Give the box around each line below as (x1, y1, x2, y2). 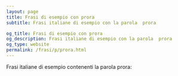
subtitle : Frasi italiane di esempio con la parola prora (6, 20, 156, 26)
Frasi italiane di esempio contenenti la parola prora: (6, 63, 133, 70)
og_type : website (6, 42, 50, 47)
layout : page (6, 8, 39, 15)
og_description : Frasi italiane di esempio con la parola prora (6, 36, 172, 42)
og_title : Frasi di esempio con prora (6, 30, 103, 36)
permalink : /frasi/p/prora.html (6, 47, 87, 53)
